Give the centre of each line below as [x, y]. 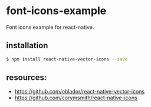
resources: [27, 78]
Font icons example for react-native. [50, 27]
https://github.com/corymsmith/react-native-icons [76, 98]
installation [27, 46]
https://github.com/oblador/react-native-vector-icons [80, 92]
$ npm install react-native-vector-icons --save [67, 59]
